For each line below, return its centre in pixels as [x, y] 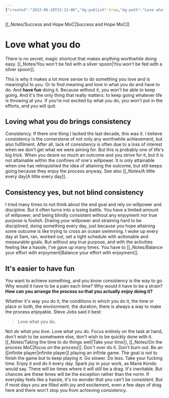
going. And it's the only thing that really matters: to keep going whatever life [84, 95]
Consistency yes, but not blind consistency [74, 192]
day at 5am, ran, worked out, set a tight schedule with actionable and [77, 237]
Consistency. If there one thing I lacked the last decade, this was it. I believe [84, 134]
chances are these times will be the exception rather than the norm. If [77, 374]
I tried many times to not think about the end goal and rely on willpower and [83, 205]
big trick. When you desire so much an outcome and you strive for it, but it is [84, 155]
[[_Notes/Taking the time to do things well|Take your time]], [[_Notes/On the [84, 342]
